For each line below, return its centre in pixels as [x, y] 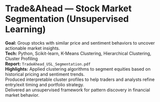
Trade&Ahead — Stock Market [68, 9]
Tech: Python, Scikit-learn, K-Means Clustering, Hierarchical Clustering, [78, 53]
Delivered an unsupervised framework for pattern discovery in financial [78, 90]
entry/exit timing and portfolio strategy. [45, 84]
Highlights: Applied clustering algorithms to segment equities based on [78, 69]
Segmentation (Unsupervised [67, 19]
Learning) [25, 29]
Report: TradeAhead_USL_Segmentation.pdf [48, 64]
